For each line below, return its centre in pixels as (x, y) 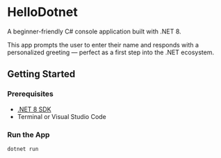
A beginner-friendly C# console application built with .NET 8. (95, 31)
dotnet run (23, 149)
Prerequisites (30, 94)
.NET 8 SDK (34, 109)
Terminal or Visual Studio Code (62, 116)
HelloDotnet (42, 12)
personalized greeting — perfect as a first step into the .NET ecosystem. (110, 52)
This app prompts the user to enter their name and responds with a (103, 45)
